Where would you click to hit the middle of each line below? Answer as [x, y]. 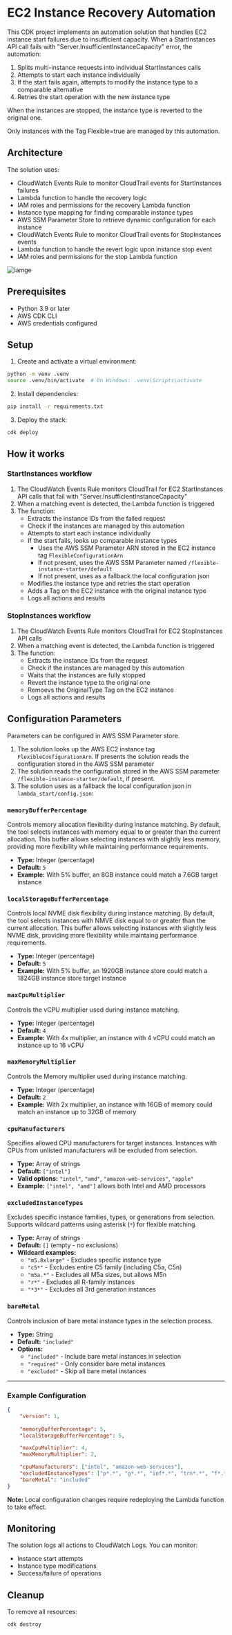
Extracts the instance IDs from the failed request [96, 518]
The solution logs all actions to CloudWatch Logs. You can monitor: [103, 1545]
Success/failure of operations [59, 1573]
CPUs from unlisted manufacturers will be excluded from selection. [103, 1150]
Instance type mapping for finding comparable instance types [105, 212]
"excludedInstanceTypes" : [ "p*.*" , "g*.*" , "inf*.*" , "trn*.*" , [114, 1474]
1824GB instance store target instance [71, 979]
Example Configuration [47, 1395]
